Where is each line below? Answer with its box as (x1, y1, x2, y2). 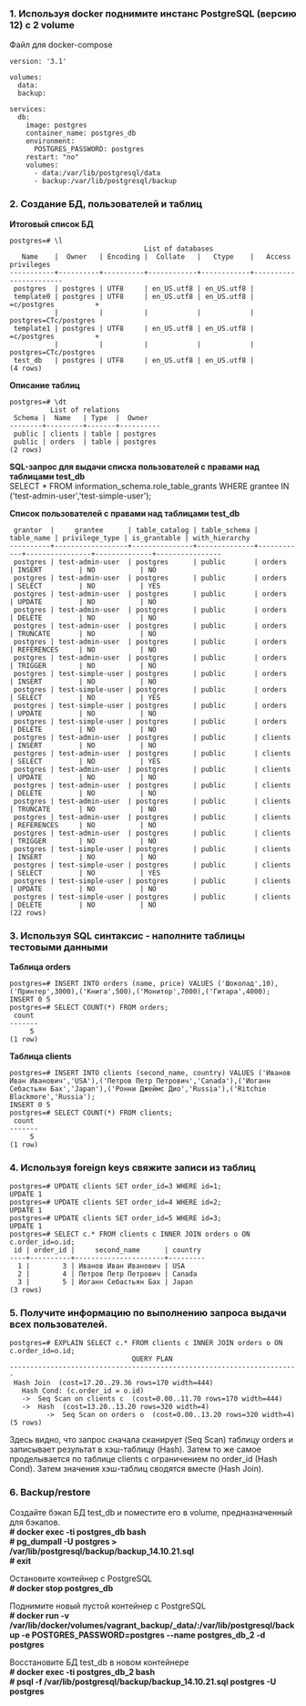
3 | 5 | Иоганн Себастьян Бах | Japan (17, 1278, 194, 1287)
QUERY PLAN (131, 1354, 173, 1364)
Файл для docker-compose (9, 39, 113, 50)
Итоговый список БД (9, 218, 94, 230)
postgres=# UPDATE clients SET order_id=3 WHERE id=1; (9, 1182, 222, 1191)
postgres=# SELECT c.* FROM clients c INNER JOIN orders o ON (9, 1229, 250, 1239)
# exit (9, 1555, 32, 1566)
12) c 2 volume (9, 18, 75, 31)
